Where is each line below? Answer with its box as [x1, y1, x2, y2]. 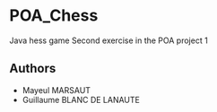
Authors [9, 61, 56, 76]
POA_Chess [9, 5, 99, 26]
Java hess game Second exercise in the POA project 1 [9, 35, 208, 46]
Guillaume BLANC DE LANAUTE [22, 94, 141, 105]
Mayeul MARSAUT [22, 84, 91, 95]
